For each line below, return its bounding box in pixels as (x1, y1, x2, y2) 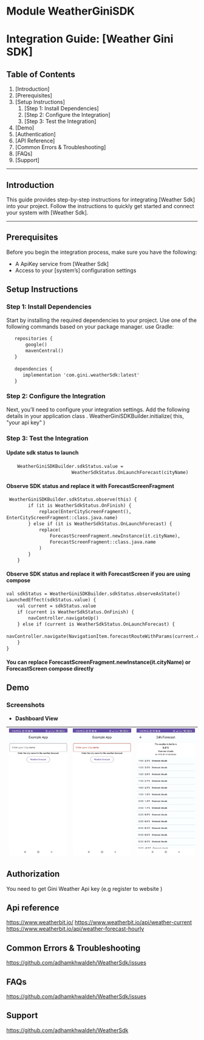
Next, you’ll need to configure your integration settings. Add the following (6, 406, 190, 413)
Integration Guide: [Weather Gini (6, 32, 174, 46)
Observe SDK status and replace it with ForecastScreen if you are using (6, 570, 191, 578)
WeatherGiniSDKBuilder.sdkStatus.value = (17, 463, 123, 469)
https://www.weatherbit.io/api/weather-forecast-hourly (6, 925, 144, 932)
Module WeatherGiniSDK (6, 4, 135, 18)
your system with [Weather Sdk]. (6, 209, 89, 216)
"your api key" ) (6, 419, 46, 426)
